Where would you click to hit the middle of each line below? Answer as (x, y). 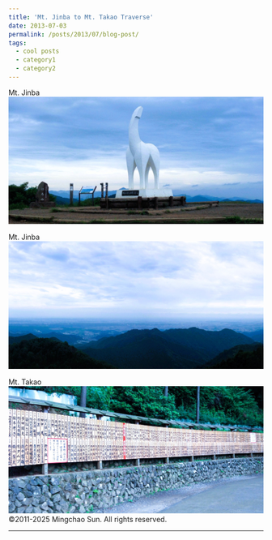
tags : (17, 43)
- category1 (36, 60)
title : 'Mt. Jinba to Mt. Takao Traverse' (81, 17)
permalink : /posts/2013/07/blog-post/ (74, 34)
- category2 (36, 69)
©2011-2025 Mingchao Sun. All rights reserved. (88, 520)
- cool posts (38, 51)
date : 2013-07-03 (38, 26)
